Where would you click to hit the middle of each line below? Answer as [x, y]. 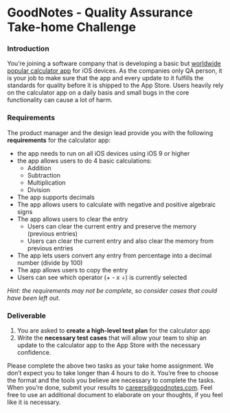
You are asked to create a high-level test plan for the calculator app [114, 331]
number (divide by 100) [50, 263]
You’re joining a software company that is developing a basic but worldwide [114, 64]
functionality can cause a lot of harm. [60, 100]
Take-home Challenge [71, 27]
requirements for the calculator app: [59, 140]
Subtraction [44, 175]
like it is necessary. [34, 402]
